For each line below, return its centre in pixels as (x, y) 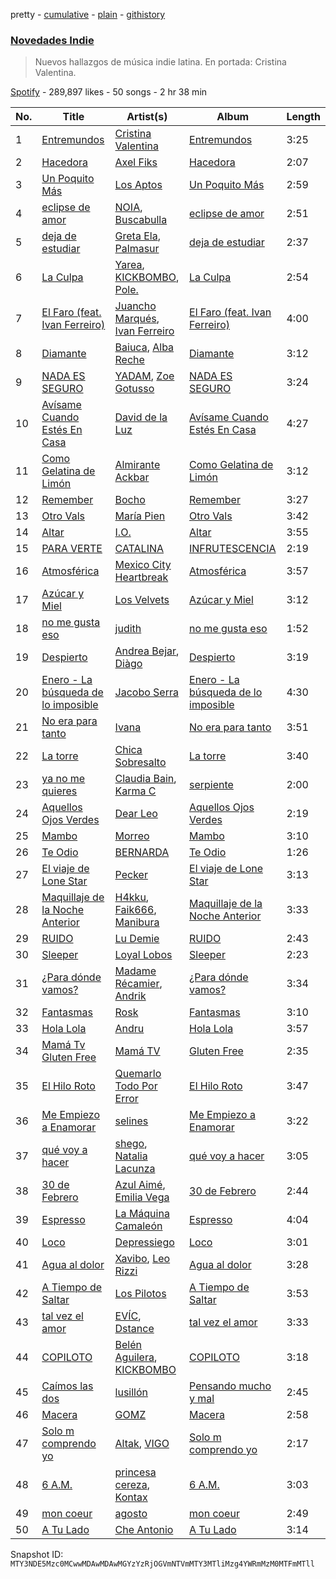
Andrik (130, 996)
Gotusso (134, 389)
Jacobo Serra (146, 692)
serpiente (211, 785)
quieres (59, 791)
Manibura (137, 922)
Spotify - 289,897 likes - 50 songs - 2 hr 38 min (109, 92)
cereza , (132, 1485)
